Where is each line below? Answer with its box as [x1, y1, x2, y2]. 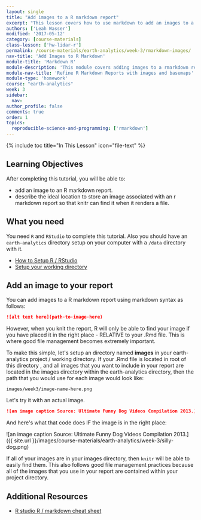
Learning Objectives [6, 159, 84, 169]
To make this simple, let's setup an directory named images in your [6, 349, 172, 356]
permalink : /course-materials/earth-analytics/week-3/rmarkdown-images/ [6, 48, 191, 54]
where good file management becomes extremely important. [6, 338, 156, 345]
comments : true [6, 109, 44, 115]
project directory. [6, 474, 49, 481]
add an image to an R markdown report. [14, 186, 113, 194]
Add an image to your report [6, 280, 114, 290]
